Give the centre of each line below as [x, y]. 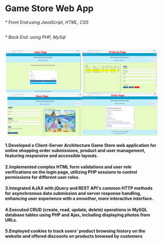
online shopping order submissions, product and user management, [75, 151]
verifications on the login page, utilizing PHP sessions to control [71, 172]
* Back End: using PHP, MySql [35, 37]
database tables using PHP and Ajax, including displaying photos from [78, 215]
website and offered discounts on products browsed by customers [74, 236]
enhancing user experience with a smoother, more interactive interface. [79, 199]
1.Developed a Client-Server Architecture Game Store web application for [81, 145]
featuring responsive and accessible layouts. [52, 156]
